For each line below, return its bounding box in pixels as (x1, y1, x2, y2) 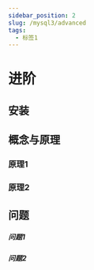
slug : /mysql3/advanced (8, 19, 87, 27)
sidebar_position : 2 (8, 11, 77, 20)
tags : (8, 26, 26, 34)
